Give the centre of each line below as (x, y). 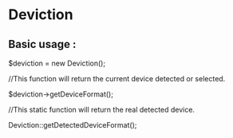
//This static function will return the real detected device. (102, 110)
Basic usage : (42, 44)
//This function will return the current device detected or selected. (117, 79)
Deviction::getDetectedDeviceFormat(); (73, 125)
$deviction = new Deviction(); (57, 63)
